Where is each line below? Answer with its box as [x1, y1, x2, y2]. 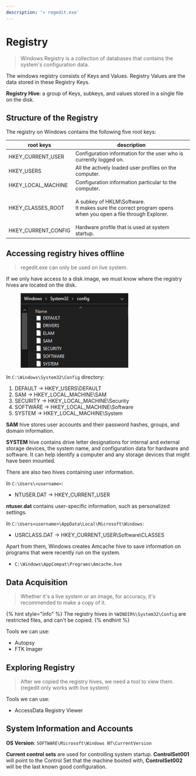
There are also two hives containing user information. [6, 468, 134, 476]
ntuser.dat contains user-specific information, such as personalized [6, 503, 170, 510]
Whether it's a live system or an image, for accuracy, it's [20, 593, 156, 600]
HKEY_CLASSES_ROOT [8, 204, 65, 211]
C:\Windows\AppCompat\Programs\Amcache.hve [14, 561, 123, 567]
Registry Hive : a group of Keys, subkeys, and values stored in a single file [6, 89, 184, 96]
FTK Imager [14, 646, 43, 653]
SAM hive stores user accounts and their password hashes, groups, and [6, 421, 180, 428]
